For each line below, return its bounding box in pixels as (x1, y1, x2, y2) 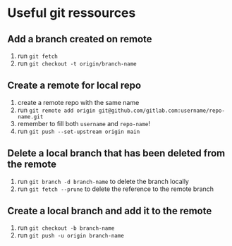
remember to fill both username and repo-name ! (17, 119, 150, 128)
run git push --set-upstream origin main (17, 127, 140, 135)
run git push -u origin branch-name (17, 231, 125, 240)
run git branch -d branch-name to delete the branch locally (17, 177, 189, 185)
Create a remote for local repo (7, 80, 142, 92)
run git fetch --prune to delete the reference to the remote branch (17, 185, 214, 193)
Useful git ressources (7, 5, 136, 21)
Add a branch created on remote (7, 33, 153, 45)
